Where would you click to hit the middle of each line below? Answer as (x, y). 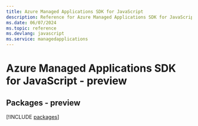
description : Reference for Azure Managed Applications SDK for (87, 17)
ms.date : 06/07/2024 (32, 22)
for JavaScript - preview (67, 81)
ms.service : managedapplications (47, 39)
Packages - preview (43, 103)
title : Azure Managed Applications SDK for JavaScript (75, 12)
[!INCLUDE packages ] (33, 117)
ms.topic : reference (32, 28)
